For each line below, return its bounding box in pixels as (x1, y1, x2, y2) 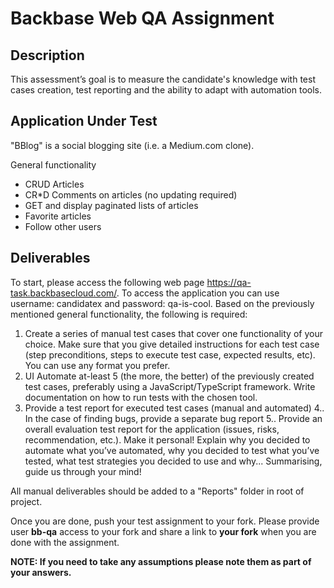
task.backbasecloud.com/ (10, 287, 117, 299)
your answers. (10, 566, 72, 578)
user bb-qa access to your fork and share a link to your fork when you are (10, 525, 317, 537)
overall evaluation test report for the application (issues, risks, (24, 423, 280, 435)
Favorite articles (24, 210, 92, 222)
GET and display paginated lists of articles (24, 199, 199, 211)
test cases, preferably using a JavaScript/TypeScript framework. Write (24, 380, 316, 392)
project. (10, 495, 43, 507)
